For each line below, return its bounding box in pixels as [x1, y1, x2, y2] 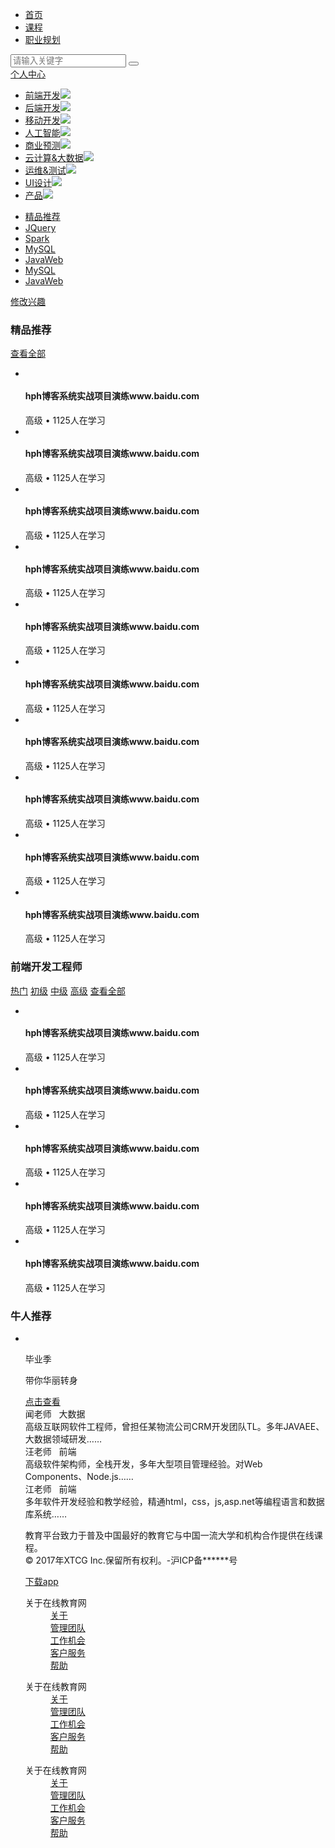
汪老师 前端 [24, 1445, 77, 1457]
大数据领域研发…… [24, 1433, 102, 1445]
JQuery [24, 222, 57, 233]
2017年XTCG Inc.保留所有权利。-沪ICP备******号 [35, 1554, 238, 1566]
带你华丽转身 [24, 1374, 78, 1386]
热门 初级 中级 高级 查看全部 [10, 984, 126, 997]
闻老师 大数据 [24, 1408, 86, 1420]
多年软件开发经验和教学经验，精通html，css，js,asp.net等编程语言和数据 [24, 1495, 325, 1507]
